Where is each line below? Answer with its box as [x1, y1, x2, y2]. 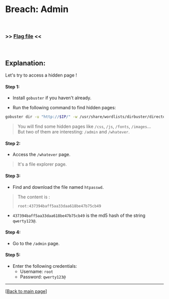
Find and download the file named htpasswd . [12, 184, 104, 190]
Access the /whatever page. [12, 152, 71, 158]
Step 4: [5, 229, 21, 235]
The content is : [17, 194, 50, 200]
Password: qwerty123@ [20, 273, 66, 280]
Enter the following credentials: [12, 263, 77, 269]
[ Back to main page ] [5, 288, 47, 294]
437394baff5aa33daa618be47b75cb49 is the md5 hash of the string [12, 212, 146, 218]
